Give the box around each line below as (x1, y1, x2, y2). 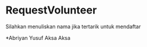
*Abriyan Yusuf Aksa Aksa (5, 34, 71, 41)
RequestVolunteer (5, 4, 97, 17)
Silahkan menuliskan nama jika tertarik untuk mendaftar (5, 23, 141, 30)
